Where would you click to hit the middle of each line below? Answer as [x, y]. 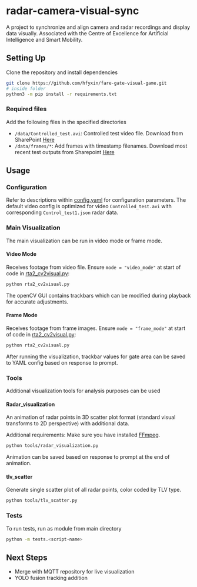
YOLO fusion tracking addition [51, 578]
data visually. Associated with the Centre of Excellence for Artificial [87, 33]
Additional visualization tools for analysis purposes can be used [83, 391]
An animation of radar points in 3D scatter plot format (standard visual [91, 417]
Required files [26, 109]
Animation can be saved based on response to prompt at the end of [88, 457]
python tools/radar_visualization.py [52, 446]
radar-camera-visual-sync [73, 11]
